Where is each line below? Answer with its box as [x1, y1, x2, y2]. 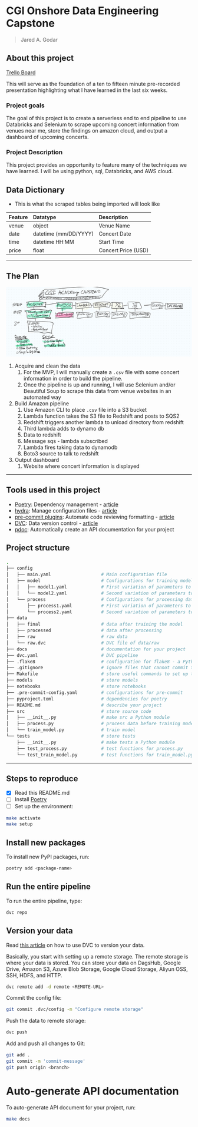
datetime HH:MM [32, 239, 75, 246]
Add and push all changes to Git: [6, 1040, 85, 1047]
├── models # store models [6, 677, 138, 683]
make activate [6, 815, 41, 821]
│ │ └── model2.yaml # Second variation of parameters [6, 590, 186, 596]
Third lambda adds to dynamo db [23, 425, 104, 432]
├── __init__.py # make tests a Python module [16, 739, 176, 745]
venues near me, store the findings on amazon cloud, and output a [6, 127, 168, 134]
